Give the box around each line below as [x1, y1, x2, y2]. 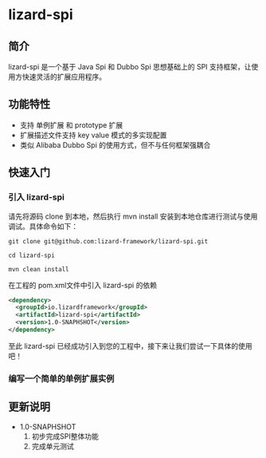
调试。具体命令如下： [8, 221, 78, 231]
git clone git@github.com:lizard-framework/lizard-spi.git [8, 237, 209, 245]
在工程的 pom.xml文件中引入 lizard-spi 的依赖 [8, 280, 158, 290]
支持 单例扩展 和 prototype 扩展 [19, 120, 123, 129]
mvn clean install [8, 265, 69, 273]
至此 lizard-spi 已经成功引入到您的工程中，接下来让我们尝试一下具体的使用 [8, 341, 252, 350]
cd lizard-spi [8, 251, 56, 259]
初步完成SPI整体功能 [31, 431, 100, 440]
